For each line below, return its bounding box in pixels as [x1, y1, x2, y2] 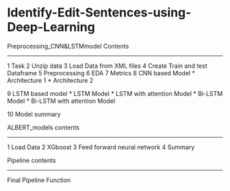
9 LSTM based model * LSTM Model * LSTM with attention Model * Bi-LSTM [7, 89, 223, 97]
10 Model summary [7, 110, 61, 118]
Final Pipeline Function [7, 176, 71, 184]
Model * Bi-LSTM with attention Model [7, 97, 116, 105]
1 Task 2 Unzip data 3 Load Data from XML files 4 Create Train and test [7, 62, 207, 70]
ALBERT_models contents [7, 123, 80, 131]
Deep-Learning [7, 19, 96, 35]
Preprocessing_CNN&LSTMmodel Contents [7, 42, 129, 50]
